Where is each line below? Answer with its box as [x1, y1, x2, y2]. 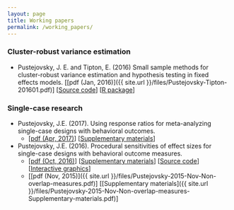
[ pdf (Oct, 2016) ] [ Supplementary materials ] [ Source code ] [28, 156, 200, 165]
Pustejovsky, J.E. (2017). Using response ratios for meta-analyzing [17, 119, 211, 127]
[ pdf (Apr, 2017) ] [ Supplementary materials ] [28, 134, 156, 142]
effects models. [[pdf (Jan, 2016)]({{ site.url [17, 78, 145, 86]
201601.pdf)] [17, 86, 55, 94]
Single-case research [7, 103, 83, 113]
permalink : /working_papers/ [7, 23, 93, 30]
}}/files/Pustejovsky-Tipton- [146, 78, 228, 86]
